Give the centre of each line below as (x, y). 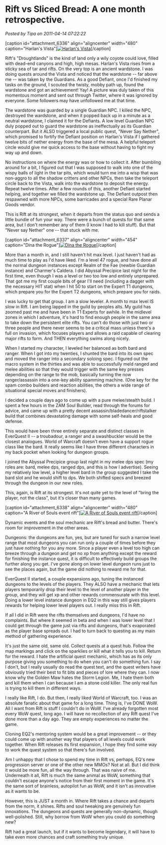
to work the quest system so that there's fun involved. (60, 750)
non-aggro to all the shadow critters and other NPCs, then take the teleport (82, 178)
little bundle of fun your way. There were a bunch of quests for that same (80, 219)
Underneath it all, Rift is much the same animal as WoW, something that (78, 775)
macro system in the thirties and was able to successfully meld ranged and (82, 364)
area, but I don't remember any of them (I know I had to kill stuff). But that (80, 225)
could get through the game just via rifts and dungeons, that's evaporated (81, 625)
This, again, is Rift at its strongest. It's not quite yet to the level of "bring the (82, 492)
